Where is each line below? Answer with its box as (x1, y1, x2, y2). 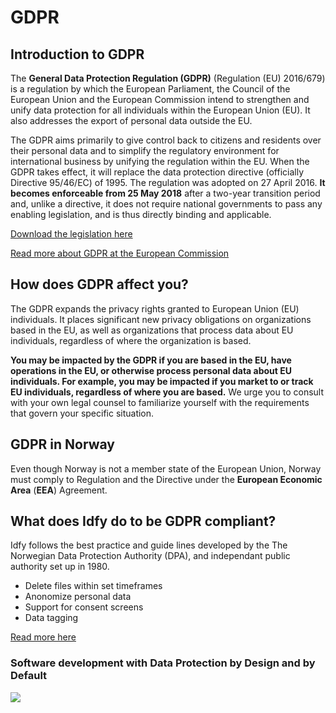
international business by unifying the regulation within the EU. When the (10, 156, 310, 167)
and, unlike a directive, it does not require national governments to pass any (10, 198, 323, 210)
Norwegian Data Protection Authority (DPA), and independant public (10, 550, 291, 562)
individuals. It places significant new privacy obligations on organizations (10, 313, 312, 325)
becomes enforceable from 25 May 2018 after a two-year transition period (10, 187, 321, 199)
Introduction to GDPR (10, 46, 145, 63)
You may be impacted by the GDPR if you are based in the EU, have (10, 354, 292, 366)
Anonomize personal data (24, 591, 132, 603)
